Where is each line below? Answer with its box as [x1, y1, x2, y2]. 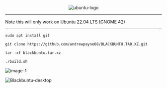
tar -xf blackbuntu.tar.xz [5, 50, 61, 55]
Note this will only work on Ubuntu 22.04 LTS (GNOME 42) [5, 19, 125, 25]
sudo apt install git [5, 33, 50, 38]
